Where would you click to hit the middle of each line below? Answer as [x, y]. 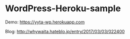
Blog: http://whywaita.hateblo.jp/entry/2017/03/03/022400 [65, 31]
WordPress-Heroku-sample [63, 9]
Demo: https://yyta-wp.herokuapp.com [45, 22]
